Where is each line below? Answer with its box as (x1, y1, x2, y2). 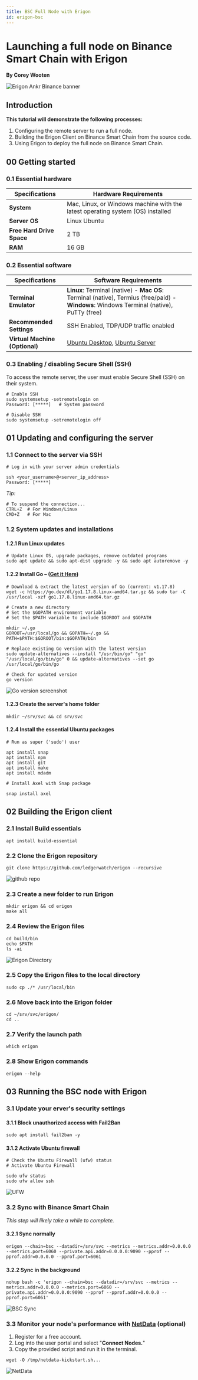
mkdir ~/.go (6, 625, 35, 631)
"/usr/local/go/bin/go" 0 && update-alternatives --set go (6, 656, 154, 662)
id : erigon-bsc (6, 14, 44, 20)
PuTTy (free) (67, 308, 102, 316)
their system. (6, 380, 38, 387)
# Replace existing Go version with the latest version (6, 646, 146, 652)
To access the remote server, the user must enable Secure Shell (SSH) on (6, 373, 185, 381)
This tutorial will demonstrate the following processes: (6, 116, 143, 123)
